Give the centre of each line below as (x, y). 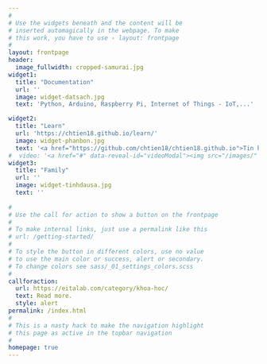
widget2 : (23, 119)
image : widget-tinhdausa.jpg (64, 185)
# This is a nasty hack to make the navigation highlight (106, 325)
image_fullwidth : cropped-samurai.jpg (80, 68)
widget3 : (23, 163)
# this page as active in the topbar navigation (90, 333)
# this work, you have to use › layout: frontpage (94, 38)
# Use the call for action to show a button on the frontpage (113, 215)
